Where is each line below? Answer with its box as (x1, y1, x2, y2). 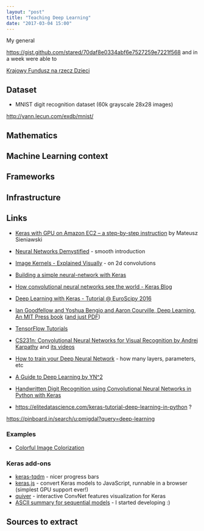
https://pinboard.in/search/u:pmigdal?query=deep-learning (6, 415, 155, 422)
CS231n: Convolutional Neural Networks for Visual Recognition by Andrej (15, 336, 199, 344)
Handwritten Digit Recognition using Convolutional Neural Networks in (15, 385, 192, 392)
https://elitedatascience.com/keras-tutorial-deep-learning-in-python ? (15, 403, 192, 410)
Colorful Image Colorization (15, 444, 85, 451)
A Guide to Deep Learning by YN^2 (15, 373, 104, 381)
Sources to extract (6, 516, 78, 527)
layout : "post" (6, 9, 45, 15)
